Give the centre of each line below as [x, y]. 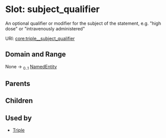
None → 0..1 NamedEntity [31, 67]
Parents [18, 84]
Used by [18, 118]
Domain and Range [36, 54]
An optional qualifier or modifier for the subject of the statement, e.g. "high [83, 23]
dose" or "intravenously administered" [45, 28]
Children [19, 101]
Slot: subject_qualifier [52, 9]
